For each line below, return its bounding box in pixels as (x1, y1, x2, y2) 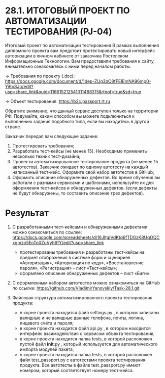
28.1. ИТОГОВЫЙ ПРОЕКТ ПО (5, 5, 130, 16)
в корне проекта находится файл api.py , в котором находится (19, 325, 151, 331)
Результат (5, 208, 49, 219)
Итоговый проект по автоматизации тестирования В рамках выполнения (5, 42, 159, 48)
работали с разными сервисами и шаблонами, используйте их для (12, 180, 154, 186)
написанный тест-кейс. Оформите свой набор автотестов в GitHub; (12, 169, 154, 175)
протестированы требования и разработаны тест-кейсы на (19, 249, 145, 255)
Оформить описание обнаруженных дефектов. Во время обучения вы (12, 174, 161, 180)
